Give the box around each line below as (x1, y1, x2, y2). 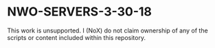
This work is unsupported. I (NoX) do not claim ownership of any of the (7, 26, 208, 34)
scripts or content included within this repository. (7, 33, 146, 41)
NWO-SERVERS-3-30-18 (7, 4, 152, 20)
